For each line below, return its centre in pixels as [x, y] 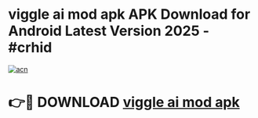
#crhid [30, 48]
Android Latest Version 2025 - [109, 31]
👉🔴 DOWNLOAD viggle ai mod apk [124, 102]
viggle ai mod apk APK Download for [129, 14]
